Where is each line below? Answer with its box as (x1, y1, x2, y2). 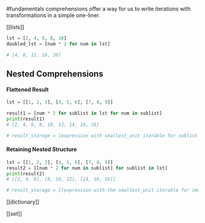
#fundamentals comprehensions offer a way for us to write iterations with (6, 5, 191, 12)
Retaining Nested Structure (6, 146, 77, 153)
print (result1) (6, 116, 45, 122)
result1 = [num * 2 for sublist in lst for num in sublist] (6, 110, 163, 116)
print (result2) (6, 171, 45, 177)
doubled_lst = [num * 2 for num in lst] (6, 41, 111, 47)
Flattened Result (6, 85, 49, 93)
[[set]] (6, 210, 23, 218)
